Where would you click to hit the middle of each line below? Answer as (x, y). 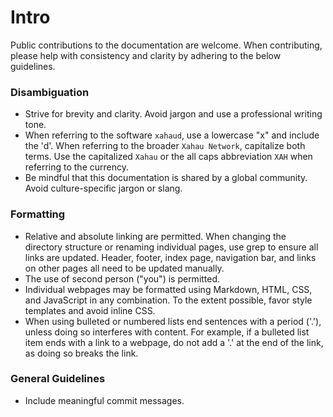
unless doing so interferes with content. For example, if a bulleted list (167, 332)
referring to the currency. (76, 167)
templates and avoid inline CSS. (90, 310)
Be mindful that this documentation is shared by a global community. (166, 178)
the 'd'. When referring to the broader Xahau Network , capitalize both (165, 146)
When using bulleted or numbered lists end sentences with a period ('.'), (173, 321)
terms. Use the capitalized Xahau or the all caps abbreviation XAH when (168, 157)
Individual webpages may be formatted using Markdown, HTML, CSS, (168, 289)
